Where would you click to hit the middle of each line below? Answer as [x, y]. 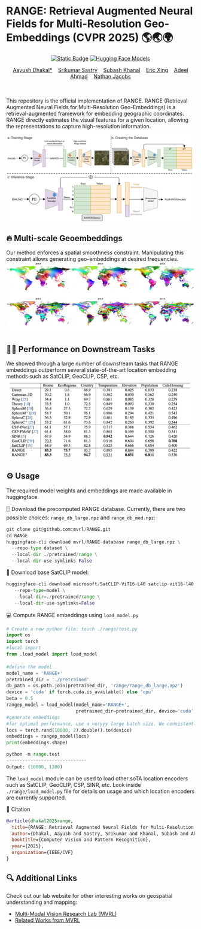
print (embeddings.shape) [37, 743]
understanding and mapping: [42, 902]
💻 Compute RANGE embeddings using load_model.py [72, 615]
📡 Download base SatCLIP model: [48, 572]
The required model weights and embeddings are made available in [89, 491]
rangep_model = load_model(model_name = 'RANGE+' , [68, 705]
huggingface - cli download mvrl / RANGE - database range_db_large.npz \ [93, 542]
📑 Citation [18, 809]
